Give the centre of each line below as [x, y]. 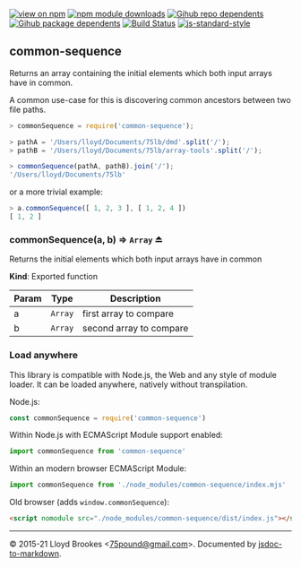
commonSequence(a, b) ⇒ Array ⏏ [86, 239]
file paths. [28, 109]
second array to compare [135, 329]
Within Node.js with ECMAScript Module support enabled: [116, 435]
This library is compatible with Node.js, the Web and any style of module [143, 374]
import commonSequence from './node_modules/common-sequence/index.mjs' [148, 485]
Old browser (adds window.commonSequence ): [90, 503]
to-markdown [34, 554]
